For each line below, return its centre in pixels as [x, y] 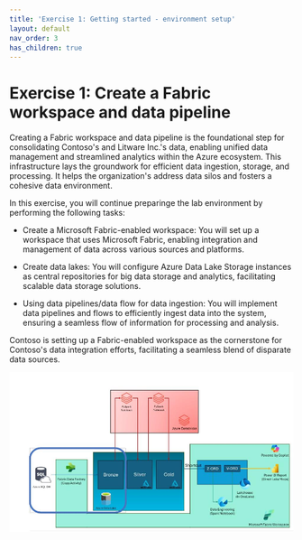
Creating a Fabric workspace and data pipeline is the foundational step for [147, 138]
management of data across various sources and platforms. [133, 249]
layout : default [40, 28]
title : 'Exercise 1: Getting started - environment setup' [123, 19]
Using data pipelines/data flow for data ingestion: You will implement [150, 303]
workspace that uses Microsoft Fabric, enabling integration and [140, 240]
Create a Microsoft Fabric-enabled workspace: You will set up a [141, 230]
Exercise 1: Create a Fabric [110, 93]
